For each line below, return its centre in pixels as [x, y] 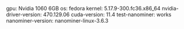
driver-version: [24, 14]
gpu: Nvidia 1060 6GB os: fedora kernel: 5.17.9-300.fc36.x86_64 [83, 8]
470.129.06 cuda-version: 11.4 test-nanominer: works [107, 14]
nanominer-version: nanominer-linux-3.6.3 [57, 21]
